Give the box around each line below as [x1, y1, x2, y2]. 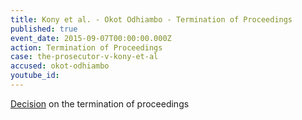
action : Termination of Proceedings [10, 42, 163, 53]
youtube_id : [10, 71, 60, 81]
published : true [10, 24, 78, 34]
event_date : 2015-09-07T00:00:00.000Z [10, 33, 172, 43]
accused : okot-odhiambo [10, 61, 110, 71]
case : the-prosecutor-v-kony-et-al [10, 52, 159, 62]
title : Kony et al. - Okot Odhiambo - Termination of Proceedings [10, 14, 293, 25]
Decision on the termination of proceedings [10, 97, 190, 110]
